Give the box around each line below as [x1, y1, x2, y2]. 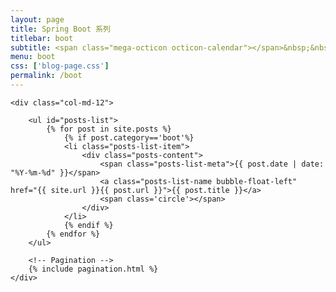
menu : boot [10, 52, 56, 62]
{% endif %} [63, 220, 114, 230]
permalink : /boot [10, 71, 83, 81]
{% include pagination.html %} [28, 264, 159, 274]
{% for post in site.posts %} [46, 124, 172, 134]
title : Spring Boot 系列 [10, 24, 111, 34]
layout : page [10, 14, 65, 25]
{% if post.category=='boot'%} [63, 132, 195, 143]
